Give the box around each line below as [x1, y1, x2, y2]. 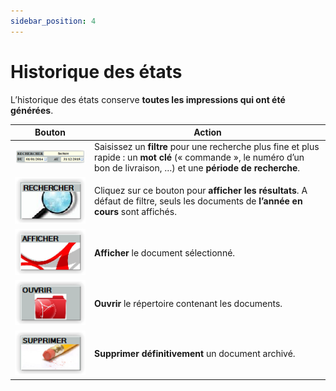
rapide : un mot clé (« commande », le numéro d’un [94, 151, 305, 164]
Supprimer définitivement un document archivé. [94, 348, 296, 360]
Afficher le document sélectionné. [94, 247, 236, 259]
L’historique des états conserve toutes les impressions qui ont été [10, 93, 286, 105]
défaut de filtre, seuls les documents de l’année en [94, 195, 303, 207]
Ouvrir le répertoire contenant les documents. [94, 298, 283, 310]
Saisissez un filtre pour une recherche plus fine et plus [94, 141, 320, 153]
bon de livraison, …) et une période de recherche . [94, 162, 301, 174]
